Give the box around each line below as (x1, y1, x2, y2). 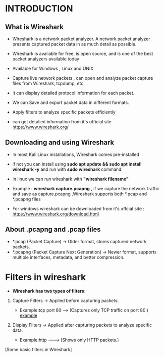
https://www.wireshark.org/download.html (12, 211, 99, 217)
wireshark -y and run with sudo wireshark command (12, 166, 122, 172)
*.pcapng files (12, 196, 41, 202)
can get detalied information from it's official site (12, 119, 111, 124)
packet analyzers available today (12, 56, 79, 62)
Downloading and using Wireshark (5, 138, 114, 147)
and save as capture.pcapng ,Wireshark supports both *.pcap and (12, 191, 147, 197)
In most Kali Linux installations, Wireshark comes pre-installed (12, 152, 140, 157)
